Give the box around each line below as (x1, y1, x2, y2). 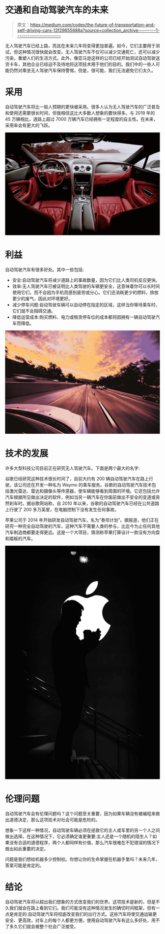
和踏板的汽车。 (5, 536, 35, 542)
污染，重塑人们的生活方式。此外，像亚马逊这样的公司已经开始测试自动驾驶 (5, 55, 156, 61)
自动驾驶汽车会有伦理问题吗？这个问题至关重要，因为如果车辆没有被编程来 (5, 810, 156, 817)
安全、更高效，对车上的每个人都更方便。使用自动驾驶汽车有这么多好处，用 (5, 917, 156, 923)
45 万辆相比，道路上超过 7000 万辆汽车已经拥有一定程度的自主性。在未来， (5, 116, 158, 122)
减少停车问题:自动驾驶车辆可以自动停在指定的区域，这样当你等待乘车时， (12, 301, 160, 307)
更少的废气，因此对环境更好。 (12, 296, 73, 301)
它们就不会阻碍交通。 (12, 308, 55, 314)
